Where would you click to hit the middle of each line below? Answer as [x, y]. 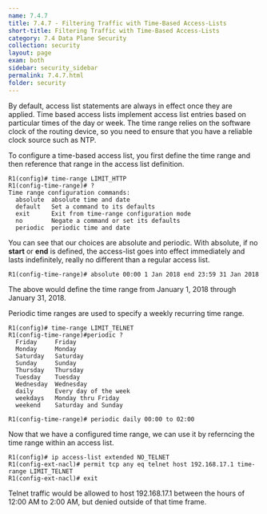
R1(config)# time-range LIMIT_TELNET [71, 328]
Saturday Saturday [50, 356]
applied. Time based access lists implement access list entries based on [127, 114]
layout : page [30, 53]
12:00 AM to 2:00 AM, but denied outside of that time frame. [108, 501]
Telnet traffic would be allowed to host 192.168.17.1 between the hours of [127, 493]
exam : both [26, 61]
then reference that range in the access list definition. [96, 164]
